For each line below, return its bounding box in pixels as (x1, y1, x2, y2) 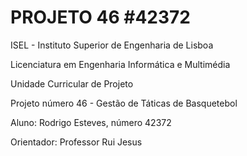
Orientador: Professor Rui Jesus (10, 136, 143, 148)
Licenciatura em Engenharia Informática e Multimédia (10, 58, 231, 70)
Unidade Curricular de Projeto (10, 77, 134, 90)
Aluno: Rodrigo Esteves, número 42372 (10, 116, 172, 128)
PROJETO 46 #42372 (10, 6, 191, 29)
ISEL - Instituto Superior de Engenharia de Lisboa (10, 39, 214, 51)
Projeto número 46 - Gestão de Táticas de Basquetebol (10, 97, 238, 109)
